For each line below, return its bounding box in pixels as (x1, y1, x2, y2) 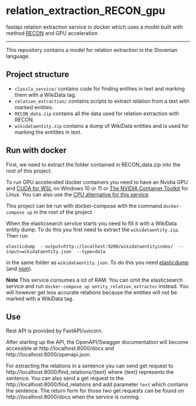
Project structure (6, 70, 69, 79)
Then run (6, 232, 28, 239)
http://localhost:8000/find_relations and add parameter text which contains (6, 381, 188, 388)
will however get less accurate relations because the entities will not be (6, 289, 177, 296)
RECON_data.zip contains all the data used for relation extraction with (14, 110, 180, 117)
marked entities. (14, 103, 54, 110)
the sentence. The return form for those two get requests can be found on (6, 387, 184, 394)
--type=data (76, 248, 106, 255)
